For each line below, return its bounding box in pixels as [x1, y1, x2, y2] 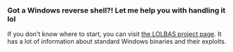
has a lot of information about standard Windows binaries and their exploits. [7, 37, 227, 46]
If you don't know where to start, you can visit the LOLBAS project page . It [7, 30, 222, 38]
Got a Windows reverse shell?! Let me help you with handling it [7, 6, 226, 15]
